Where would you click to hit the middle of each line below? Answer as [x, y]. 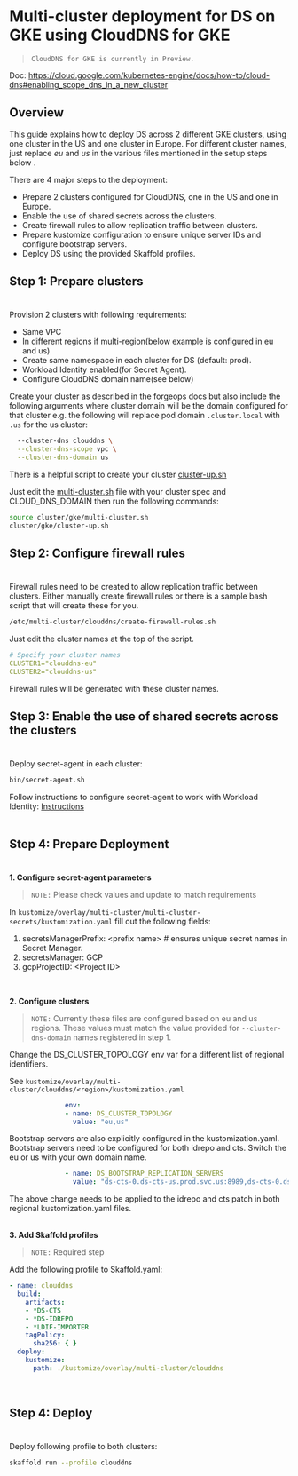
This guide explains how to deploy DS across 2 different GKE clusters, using [148, 134]
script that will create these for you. [74, 606]
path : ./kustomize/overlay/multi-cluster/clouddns [128, 1368]
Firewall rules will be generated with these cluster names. [114, 688]
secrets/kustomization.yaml [61, 922]
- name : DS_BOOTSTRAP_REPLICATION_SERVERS [145, 1174]
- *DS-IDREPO [49, 1319]
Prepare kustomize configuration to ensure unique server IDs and [141, 234]
